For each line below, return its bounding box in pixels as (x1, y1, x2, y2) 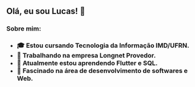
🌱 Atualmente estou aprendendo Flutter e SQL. (17, 59, 158, 67)
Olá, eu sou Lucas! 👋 (6, 6, 86, 17)
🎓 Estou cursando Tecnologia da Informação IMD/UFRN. (17, 41, 189, 50)
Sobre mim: (6, 25, 42, 33)
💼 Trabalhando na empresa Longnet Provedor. (17, 51, 156, 60)
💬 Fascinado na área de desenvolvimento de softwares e (17, 67, 188, 75)
